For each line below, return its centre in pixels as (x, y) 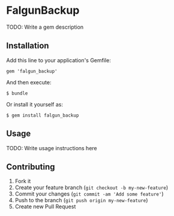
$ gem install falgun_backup (43, 115)
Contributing (31, 167)
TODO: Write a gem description (45, 27)
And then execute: (29, 82)
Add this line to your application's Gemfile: (58, 60)
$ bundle (17, 93)
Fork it (23, 181)
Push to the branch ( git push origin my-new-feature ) (81, 200)
